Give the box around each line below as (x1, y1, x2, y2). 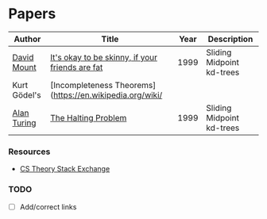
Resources (8, 146, 51, 157)
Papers (8, 5, 56, 23)
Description (207, 33, 253, 44)
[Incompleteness (50, 79, 114, 90)
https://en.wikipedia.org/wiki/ (52, 89, 163, 100)
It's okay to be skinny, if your (50, 52, 157, 63)
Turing (12, 117, 37, 128)
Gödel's (12, 89, 41, 100)
